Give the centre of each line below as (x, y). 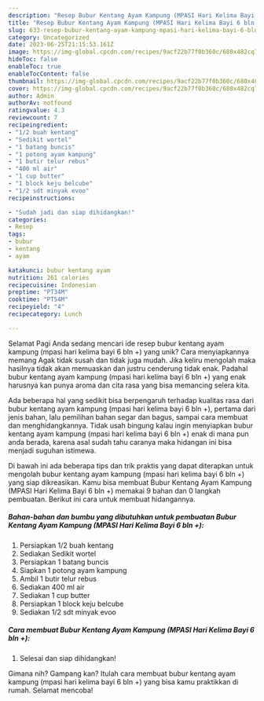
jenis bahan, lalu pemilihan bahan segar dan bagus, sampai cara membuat (128, 417)
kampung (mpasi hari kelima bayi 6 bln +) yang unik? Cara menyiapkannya (129, 351)
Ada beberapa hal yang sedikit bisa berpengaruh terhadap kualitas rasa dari (131, 400)
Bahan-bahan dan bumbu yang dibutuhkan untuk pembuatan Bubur (123, 517)
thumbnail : (26, 81)
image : (19, 52)
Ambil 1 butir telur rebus (58, 578)
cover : (19, 88)
